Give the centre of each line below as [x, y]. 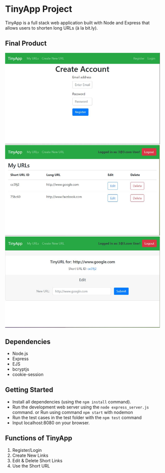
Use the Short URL [31, 466]
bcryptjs [21, 369]
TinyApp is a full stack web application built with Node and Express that [77, 23]
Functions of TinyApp [39, 438]
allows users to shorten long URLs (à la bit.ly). [52, 28]
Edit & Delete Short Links [37, 460]
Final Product [26, 44]
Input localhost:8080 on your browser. [51, 423]
